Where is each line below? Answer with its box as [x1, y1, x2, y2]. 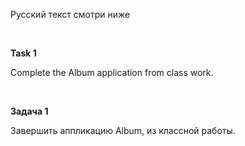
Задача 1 [10, 105, 49, 117]
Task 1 [10, 47, 37, 59]
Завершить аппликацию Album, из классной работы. [10, 125, 236, 136]
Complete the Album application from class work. [10, 67, 214, 78]
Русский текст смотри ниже [10, 9, 131, 20]
